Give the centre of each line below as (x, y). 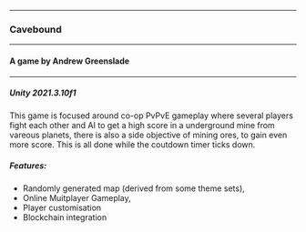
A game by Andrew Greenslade (70, 61)
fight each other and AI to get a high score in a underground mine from (142, 126)
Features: (28, 166)
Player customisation (62, 208)
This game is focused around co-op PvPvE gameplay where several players (152, 116)
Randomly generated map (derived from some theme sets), (134, 188)
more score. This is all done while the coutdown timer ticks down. (133, 145)
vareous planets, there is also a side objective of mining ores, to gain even (148, 135)
